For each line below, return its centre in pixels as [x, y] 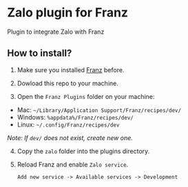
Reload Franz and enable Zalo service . [73, 164]
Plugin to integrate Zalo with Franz [56, 32]
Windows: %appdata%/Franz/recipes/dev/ [75, 117]
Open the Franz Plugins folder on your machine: [86, 96]
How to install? [40, 53]
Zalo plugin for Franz [68, 13]
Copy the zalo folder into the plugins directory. [83, 151]
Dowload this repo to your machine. [67, 83]
